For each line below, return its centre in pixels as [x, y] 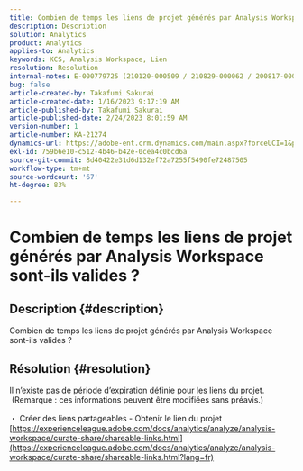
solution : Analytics [48, 34]
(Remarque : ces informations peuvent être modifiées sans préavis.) [138, 399]
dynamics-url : [36, 143]
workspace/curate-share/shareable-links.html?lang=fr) [112, 457]
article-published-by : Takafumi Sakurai [87, 110]
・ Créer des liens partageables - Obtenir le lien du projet [116, 418]
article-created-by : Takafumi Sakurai [82, 93]
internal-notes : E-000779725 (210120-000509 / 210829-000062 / [131, 77]
